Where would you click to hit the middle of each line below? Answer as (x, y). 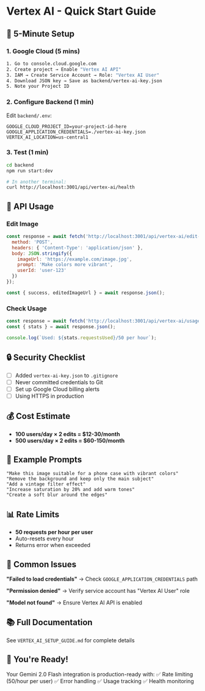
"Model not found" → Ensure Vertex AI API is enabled (74, 603)
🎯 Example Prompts (44, 460)
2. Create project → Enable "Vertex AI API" (64, 69)
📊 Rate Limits (33, 514)
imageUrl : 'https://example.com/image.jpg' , (75, 259)
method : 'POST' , (32, 242)
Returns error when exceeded (52, 545)
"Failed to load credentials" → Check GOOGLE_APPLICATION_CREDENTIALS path (102, 579)
